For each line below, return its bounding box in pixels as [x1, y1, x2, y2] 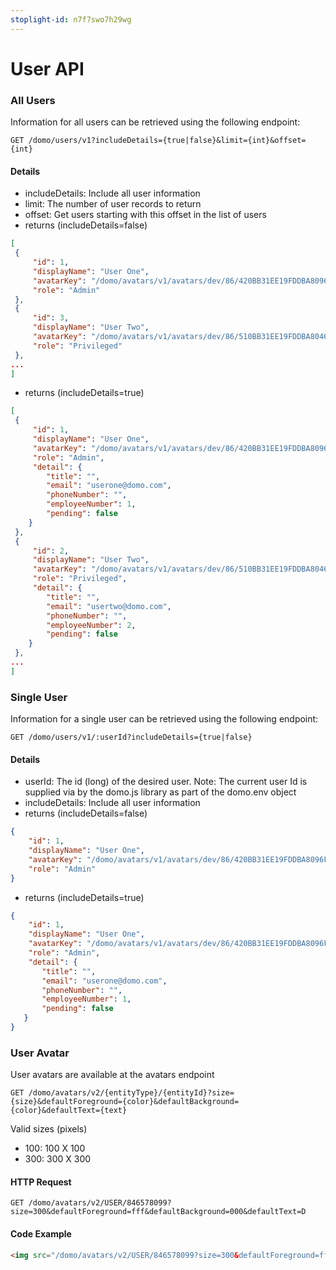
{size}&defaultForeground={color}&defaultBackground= [10, 1097, 240, 1107]
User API [10, 57, 85, 80]
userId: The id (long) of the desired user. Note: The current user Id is [24, 776, 308, 788]
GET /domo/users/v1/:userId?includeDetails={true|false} [10, 732, 253, 743]
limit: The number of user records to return [24, 198, 202, 210]
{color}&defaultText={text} [10, 1106, 128, 1116]
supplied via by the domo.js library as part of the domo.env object [24, 786, 297, 798]
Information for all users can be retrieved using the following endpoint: [10, 116, 301, 128]
